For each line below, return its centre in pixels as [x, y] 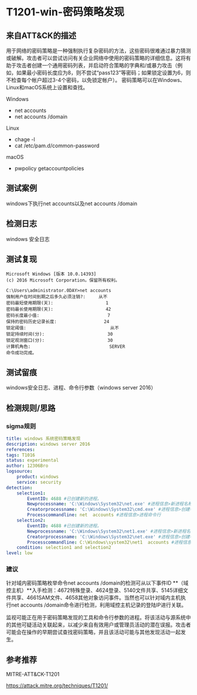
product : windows [38, 477]
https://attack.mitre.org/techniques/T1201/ [57, 686]
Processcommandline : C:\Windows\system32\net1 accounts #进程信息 [109, 542]
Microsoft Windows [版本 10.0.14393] [51, 274]
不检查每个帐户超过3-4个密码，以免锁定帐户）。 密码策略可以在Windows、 [96, 80]
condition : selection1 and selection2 [64, 548]
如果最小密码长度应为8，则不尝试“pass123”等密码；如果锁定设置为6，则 [103, 73]
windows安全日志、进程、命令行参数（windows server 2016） [81, 388]
